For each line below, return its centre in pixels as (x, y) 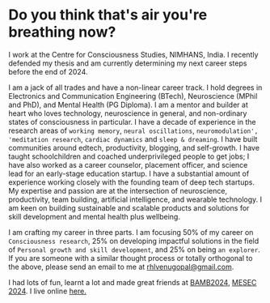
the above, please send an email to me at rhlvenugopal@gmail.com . (121, 267)
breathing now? (62, 32)
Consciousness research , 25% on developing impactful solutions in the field (134, 241)
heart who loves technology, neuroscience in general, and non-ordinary (128, 113)
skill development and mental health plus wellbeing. (94, 216)
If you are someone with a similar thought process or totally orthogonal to (131, 258)
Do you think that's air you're (108, 15)
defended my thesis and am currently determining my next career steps (128, 63)
